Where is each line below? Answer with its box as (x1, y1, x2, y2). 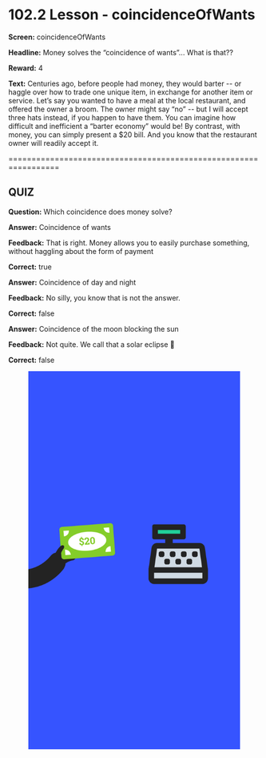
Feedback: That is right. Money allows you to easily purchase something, (8, 238, 250, 248)
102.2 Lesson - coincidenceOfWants (8, 6, 256, 24)
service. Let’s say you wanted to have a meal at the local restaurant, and (8, 95, 246, 105)
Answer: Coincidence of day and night (8, 277, 137, 287)
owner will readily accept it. (8, 138, 99, 147)
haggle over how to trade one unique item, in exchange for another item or (8, 87, 253, 97)
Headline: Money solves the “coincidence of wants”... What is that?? (8, 47, 234, 57)
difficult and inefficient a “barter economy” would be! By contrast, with (8, 121, 241, 131)
